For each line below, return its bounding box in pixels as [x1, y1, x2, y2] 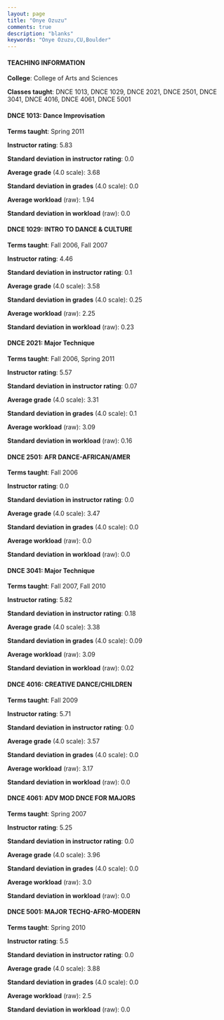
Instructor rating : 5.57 [7, 368, 72, 376]
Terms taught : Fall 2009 [7, 696, 79, 704]
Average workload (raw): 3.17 [7, 764, 93, 773]
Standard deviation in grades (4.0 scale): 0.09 [7, 637, 143, 645]
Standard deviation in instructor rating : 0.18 [7, 609, 136, 617]
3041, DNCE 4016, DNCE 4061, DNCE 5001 [7, 95, 131, 104]
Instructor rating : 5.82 [7, 596, 72, 604]
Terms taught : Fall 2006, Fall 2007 [7, 240, 108, 249]
